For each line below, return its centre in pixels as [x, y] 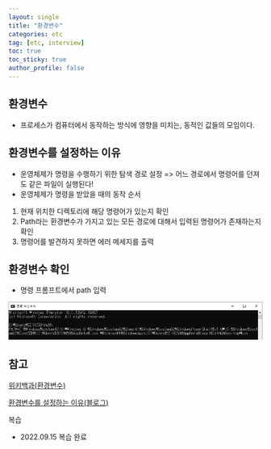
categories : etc [35, 34]
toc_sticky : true [38, 60]
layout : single [34, 17]
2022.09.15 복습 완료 [53, 437]
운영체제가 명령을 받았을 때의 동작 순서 [80, 194]
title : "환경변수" [36, 25]
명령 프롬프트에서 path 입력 [63, 290]
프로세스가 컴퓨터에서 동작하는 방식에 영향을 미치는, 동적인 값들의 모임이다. [138, 124]
